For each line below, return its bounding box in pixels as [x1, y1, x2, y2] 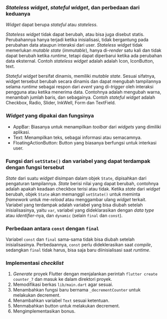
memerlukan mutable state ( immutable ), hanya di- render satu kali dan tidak [6, 47, 162, 54]
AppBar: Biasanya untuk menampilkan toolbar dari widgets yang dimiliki [13, 123, 161, 129]
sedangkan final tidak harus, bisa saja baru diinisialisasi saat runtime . [6, 247, 151, 253]
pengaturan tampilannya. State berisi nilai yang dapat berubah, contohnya [6, 180, 159, 187]
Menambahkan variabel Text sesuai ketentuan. [13, 297, 110, 303]
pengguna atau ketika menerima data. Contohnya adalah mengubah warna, [6, 89, 161, 95]
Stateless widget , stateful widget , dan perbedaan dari [6, 4, 140, 11]
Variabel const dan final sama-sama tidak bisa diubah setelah [6, 236, 135, 242]
